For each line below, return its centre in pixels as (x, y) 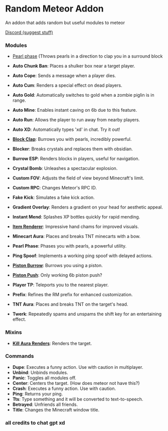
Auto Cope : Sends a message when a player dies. (64, 76)
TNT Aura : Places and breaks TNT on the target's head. (70, 304)
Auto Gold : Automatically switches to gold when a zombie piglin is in (83, 95)
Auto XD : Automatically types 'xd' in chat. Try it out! (66, 130)
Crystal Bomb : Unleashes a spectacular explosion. (65, 168)
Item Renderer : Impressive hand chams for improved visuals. (75, 227)
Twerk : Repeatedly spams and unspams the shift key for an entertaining (87, 314)
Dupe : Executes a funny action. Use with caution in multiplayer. (78, 367)
